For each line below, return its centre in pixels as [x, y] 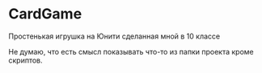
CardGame [45, 14]
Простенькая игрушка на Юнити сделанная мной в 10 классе [114, 36]
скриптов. [25, 60]
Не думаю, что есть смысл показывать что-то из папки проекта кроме [131, 51]
